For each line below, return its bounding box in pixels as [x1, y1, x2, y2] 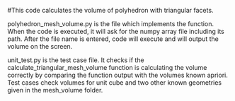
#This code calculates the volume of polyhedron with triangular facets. [7, 6, 214, 14]
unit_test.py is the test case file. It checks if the [7, 56, 144, 64]
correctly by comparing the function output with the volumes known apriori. [7, 71, 228, 79]
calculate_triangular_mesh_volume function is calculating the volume [7, 64, 207, 71]
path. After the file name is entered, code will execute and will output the [7, 35, 219, 43]
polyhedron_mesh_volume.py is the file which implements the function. [7, 20, 214, 28]
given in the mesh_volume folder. [7, 86, 103, 94]
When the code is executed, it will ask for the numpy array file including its [7, 28, 224, 35]
